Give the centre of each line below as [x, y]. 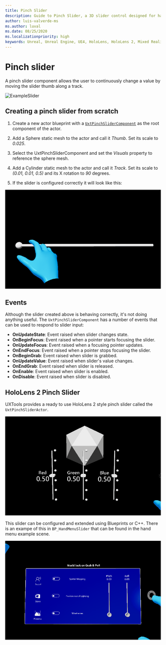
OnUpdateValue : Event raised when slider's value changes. [73, 361]
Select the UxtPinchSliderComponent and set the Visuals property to [82, 153]
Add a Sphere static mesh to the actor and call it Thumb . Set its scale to [85, 138]
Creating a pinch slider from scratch [62, 111]
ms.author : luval [23, 26]
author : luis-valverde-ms [32, 21]
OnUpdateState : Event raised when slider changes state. [70, 334]
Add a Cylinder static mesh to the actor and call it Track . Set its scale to [85, 168]
